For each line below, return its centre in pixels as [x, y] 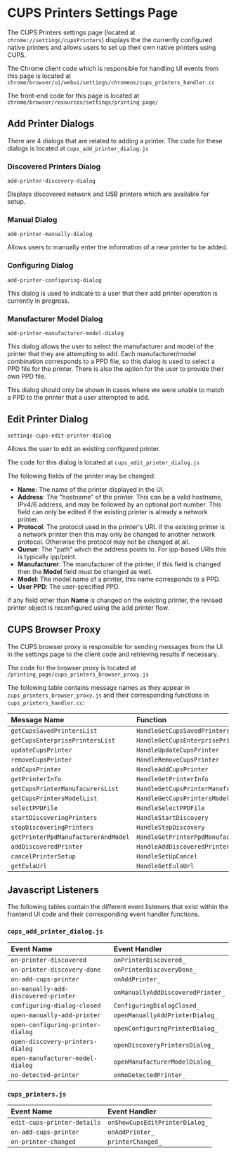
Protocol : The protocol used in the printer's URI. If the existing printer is [121, 527]
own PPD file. [27, 376]
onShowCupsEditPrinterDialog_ [158, 1122]
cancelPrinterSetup [43, 856]
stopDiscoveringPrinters [52, 827]
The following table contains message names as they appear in [99, 687]
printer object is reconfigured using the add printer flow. [88, 607]
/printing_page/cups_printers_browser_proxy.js [78, 674]
